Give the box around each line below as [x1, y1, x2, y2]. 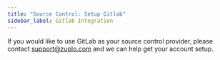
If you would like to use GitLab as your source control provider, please [7, 36, 213, 45]
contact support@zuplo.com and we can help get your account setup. [7, 44, 214, 53]
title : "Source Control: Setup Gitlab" [7, 10, 126, 18]
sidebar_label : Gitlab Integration [7, 17, 114, 24]
